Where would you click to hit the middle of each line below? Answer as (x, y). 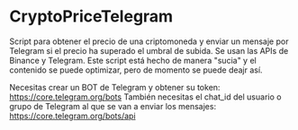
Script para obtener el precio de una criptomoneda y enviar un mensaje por (149, 41)
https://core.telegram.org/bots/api (73, 116)
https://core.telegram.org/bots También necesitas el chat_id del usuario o (145, 97)
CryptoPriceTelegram (91, 17)
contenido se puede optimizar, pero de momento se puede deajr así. (136, 70)
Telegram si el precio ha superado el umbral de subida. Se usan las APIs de (149, 50)
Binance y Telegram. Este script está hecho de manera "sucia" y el (133, 60)
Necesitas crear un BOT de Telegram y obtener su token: (115, 87)
